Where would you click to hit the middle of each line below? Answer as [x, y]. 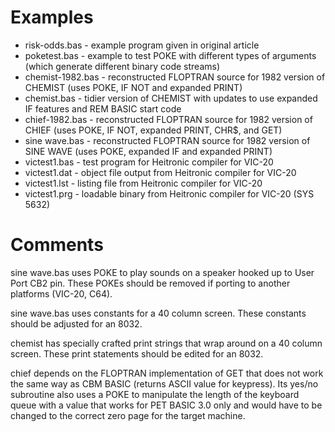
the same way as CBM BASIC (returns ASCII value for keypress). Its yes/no [164, 383]
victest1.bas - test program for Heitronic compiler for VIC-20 [149, 162]
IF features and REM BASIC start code [103, 108]
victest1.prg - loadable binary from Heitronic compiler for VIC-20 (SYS [169, 193]
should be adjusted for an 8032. [76, 323]
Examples [52, 17]
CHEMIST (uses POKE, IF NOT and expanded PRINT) [133, 87]
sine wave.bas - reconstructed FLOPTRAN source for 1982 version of [167, 140]
